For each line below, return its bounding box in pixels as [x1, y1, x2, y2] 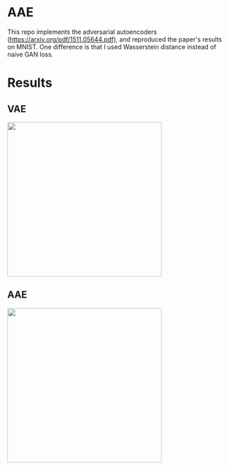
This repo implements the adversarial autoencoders [7, 28, 157, 36]
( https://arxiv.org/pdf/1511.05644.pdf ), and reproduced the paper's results [7, 35, 223, 43]
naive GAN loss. [7, 50, 54, 59]
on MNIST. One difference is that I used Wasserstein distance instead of [7, 42, 216, 51]
